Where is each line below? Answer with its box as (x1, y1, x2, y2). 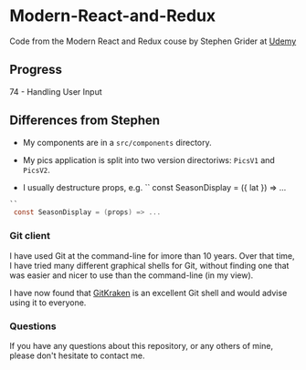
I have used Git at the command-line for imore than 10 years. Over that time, (9, 250, 295, 261)
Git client (9, 230, 50, 242)
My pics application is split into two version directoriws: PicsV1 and (22, 154, 276, 165)
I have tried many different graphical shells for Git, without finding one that (9, 260, 290, 271)
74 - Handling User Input (9, 86, 102, 97)
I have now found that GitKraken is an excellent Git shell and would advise (9, 287, 288, 298)
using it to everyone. (9, 297, 87, 308)
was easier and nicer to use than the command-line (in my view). (9, 270, 254, 281)
